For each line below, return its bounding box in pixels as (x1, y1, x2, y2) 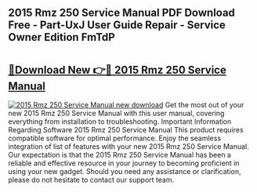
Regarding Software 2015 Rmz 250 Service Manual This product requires (8, 125, 244, 134)
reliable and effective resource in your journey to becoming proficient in (8, 158, 240, 168)
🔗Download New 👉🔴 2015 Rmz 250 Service (8, 63, 227, 77)
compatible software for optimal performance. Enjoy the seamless (8, 133, 222, 143)
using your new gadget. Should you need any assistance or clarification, (8, 167, 241, 176)
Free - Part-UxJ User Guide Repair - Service (8, 19, 226, 32)
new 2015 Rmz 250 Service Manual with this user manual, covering (8, 109, 225, 118)
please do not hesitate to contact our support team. (8, 176, 175, 184)
